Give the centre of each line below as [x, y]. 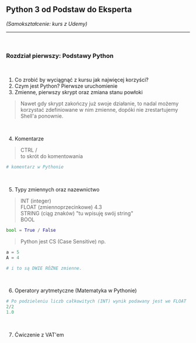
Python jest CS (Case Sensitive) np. [63, 241]
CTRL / [29, 150]
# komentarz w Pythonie [35, 167]
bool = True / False [31, 230]
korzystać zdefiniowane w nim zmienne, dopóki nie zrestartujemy [99, 110]
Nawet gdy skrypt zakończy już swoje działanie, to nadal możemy [99, 104]
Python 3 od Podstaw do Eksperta [69, 10]
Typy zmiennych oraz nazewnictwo [57, 189]
